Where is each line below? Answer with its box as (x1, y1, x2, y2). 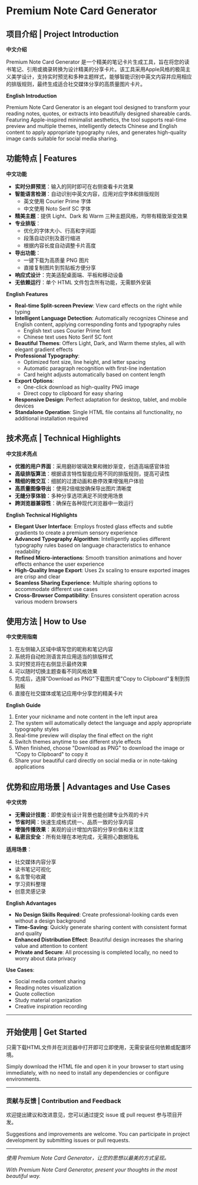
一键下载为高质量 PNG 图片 (23, 257, 90, 264)
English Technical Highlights (6, 511, 78, 518)
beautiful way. (6, 1173, 41, 1180)
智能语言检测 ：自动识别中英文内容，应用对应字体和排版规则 (14, 190, 160, 197)
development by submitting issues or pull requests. (6, 1137, 130, 1144)
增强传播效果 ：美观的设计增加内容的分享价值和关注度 (14, 826, 144, 833)
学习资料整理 (14, 881, 46, 888)
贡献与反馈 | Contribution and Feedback (6, 1097, 122, 1105)
